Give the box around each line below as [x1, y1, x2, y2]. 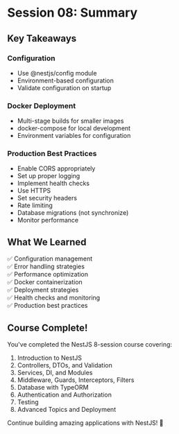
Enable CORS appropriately [17, 164, 96, 173]
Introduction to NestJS [17, 354, 82, 362]
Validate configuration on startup [17, 83, 112, 92]
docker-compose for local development [17, 124, 130, 132]
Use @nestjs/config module [17, 69, 97, 77]
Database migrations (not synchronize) [17, 209, 129, 217]
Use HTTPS [17, 186, 51, 195]
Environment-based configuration [17, 76, 114, 85]
